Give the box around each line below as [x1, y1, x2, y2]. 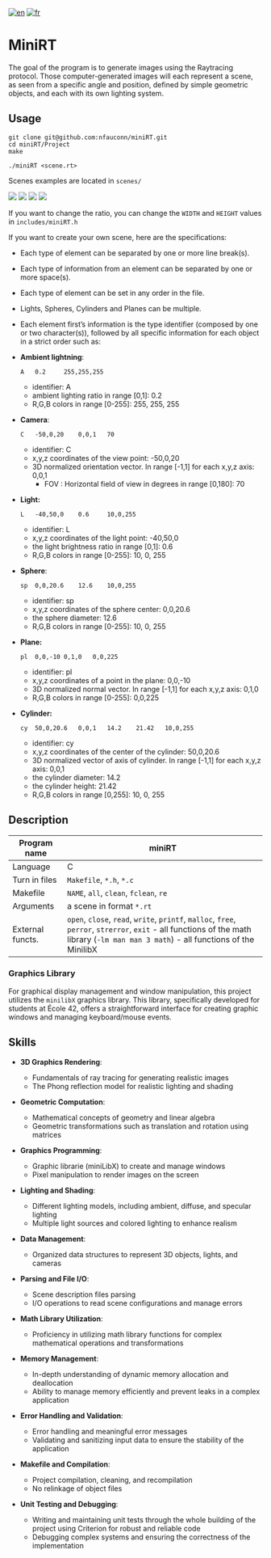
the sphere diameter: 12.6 [31, 613, 117, 623]
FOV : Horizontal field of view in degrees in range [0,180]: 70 [44, 479, 245, 488]
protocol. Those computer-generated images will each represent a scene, [8, 71, 254, 81]
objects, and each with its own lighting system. [8, 88, 164, 98]
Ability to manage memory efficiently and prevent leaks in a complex [31, 1387, 261, 1396]
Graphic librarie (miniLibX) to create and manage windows [31, 1161, 226, 1171]
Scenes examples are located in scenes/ [8, 175, 142, 185]
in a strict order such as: [19, 336, 102, 346]
